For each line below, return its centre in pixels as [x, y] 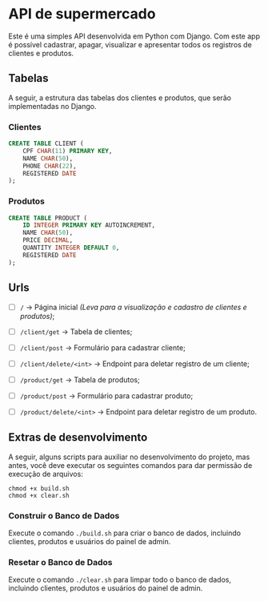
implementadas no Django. [52, 106]
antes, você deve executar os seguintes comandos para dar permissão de [130, 465]
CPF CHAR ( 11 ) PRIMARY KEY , [68, 151]
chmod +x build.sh [39, 488]
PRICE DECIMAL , [48, 240]
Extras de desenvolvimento [78, 438]
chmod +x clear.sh [39, 495]
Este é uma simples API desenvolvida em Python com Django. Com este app [134, 36]
